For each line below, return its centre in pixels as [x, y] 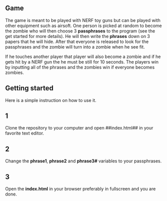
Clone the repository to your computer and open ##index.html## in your [79, 128]
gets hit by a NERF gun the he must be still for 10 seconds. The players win [82, 61]
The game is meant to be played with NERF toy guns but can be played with [83, 20]
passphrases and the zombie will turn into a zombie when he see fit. [75, 46]
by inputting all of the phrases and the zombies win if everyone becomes [80, 67]
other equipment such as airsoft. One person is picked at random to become [83, 25]
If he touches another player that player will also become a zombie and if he [83, 56]
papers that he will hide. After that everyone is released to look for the [77, 41]
